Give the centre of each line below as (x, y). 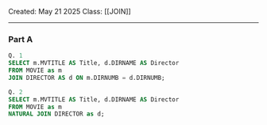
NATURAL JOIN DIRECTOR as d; (56, 114)
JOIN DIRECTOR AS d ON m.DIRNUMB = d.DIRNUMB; (87, 78)
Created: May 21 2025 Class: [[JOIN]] (70, 11)
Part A (21, 39)
